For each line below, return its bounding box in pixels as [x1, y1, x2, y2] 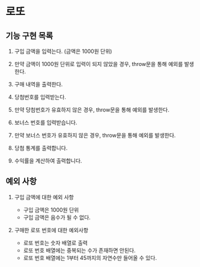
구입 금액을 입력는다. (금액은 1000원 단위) [14, 48, 112, 55]
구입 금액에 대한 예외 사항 [14, 193, 74, 200]
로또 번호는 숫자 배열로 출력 [23, 239, 88, 246]
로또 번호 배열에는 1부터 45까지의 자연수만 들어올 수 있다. [23, 254, 157, 261]
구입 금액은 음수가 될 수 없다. [23, 214, 91, 221]
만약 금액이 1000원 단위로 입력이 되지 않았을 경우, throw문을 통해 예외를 [14, 61, 183, 67]
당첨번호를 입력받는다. [14, 94, 67, 100]
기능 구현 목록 [5, 31, 53, 41]
